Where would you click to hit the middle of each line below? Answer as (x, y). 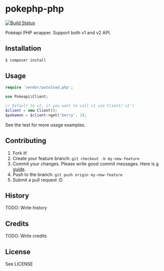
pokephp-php (35, 9)
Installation (23, 49)
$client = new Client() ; (31, 111)
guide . (19, 169)
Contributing (26, 141)
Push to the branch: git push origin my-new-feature (67, 174)
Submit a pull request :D (38, 179)
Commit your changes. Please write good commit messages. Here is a (86, 164)
